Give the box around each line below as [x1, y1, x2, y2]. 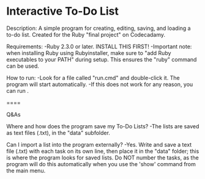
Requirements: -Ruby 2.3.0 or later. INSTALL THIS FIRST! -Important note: [6, 43, 192, 50]
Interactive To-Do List [6, 4, 119, 18]
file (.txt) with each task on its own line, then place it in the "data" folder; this [6, 147, 199, 155]
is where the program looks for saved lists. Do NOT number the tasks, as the [6, 154, 199, 161]
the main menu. [6, 167, 46, 174]
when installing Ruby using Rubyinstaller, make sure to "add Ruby [6, 49, 171, 56]
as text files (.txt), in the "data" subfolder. [6, 129, 110, 136]
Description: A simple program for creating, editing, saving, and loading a [6, 24, 191, 32]
